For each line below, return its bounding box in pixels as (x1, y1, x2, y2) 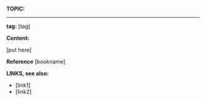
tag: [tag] (6, 23, 31, 30)
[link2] (15, 88, 32, 95)
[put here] (6, 46, 32, 54)
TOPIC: (6, 5, 25, 12)
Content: (6, 35, 29, 41)
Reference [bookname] (6, 58, 66, 65)
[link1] (15, 82, 31, 89)
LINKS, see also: (6, 70, 49, 77)
